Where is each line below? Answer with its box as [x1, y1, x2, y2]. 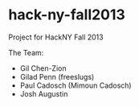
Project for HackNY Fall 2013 [8, 32, 104, 42]
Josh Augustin [19, 88, 68, 98]
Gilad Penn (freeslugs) [19, 72, 95, 81]
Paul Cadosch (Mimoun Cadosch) [19, 80, 132, 90]
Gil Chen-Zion [19, 63, 67, 73]
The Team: [8, 47, 44, 57]
